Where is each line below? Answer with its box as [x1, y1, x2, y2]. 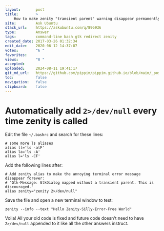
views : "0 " [5, 57, 45, 62]
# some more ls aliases [5, 141, 54, 146]
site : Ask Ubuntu [5, 20, 58, 26]
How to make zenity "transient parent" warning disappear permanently [14, 16, 161, 21]
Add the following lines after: [5, 162, 63, 168]
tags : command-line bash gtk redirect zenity [5, 35, 117, 39]
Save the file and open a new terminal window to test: [5, 197, 113, 203]
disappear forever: [5, 176, 45, 181]
